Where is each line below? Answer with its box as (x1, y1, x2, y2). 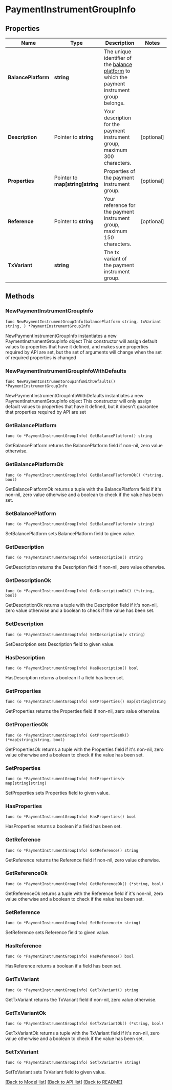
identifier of (104, 55, 132, 61)
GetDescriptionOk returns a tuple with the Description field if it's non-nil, (5, 602, 158, 608)
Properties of (104, 168, 136, 174)
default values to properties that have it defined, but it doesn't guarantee (5, 403, 159, 410)
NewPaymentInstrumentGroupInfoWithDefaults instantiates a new (5, 392, 144, 398)
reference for (104, 202, 136, 209)
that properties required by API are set (5, 409, 86, 415)
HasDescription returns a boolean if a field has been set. (5, 675, 124, 681)
